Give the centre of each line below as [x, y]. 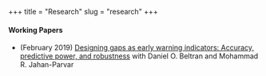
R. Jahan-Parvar [47, 65]
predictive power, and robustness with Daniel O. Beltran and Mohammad [139, 56]
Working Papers [36, 30]
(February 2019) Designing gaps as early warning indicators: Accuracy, [137, 48]
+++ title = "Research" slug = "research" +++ [83, 12]
